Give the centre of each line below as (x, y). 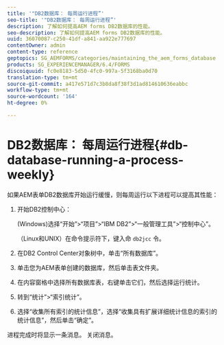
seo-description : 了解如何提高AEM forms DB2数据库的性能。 (86, 33)
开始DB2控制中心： (44, 209)
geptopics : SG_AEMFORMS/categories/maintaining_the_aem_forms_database (111, 58)
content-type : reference (42, 52)
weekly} (31, 175)
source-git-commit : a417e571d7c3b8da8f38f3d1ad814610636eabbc (98, 84)
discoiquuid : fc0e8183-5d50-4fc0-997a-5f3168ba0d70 (82, 71)
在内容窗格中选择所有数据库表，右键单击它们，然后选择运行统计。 (110, 282)
